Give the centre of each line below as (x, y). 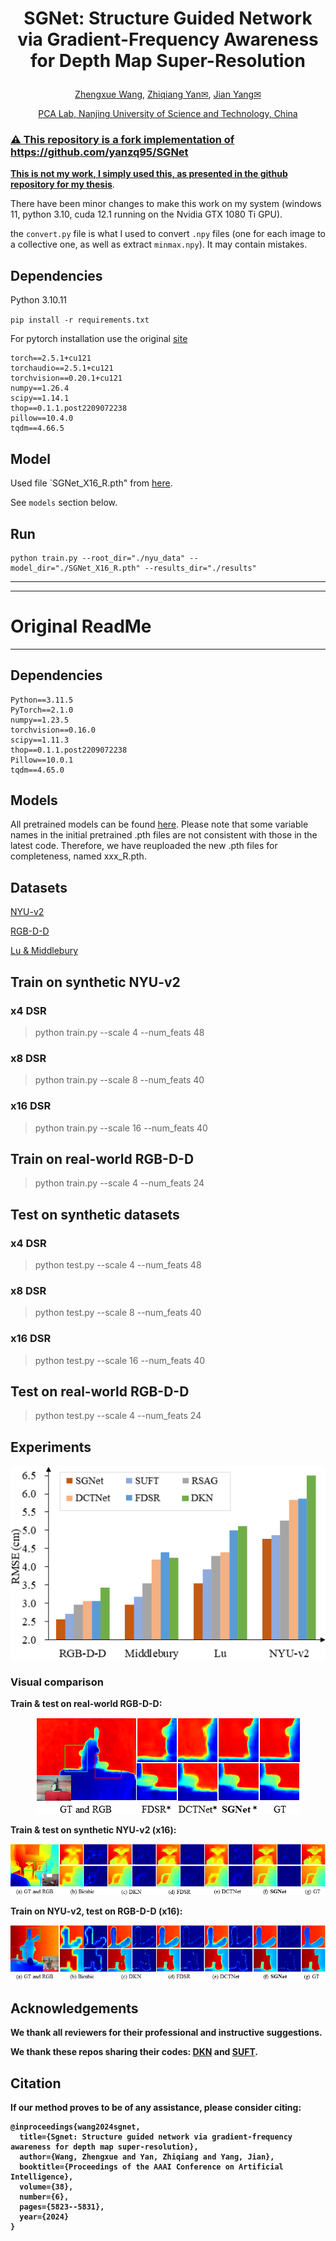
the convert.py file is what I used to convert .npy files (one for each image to (168, 234)
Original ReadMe (81, 626)
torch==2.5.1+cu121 (51, 358)
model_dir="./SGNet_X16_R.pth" (75, 568)
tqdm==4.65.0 (37, 770)
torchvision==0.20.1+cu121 (66, 378)
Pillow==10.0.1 (42, 760)
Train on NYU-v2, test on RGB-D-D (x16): (96, 1911)
